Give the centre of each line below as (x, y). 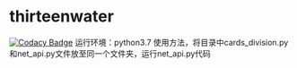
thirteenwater (62, 17)
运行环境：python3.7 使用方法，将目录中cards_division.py (182, 42)
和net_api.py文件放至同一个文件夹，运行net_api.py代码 (110, 53)
